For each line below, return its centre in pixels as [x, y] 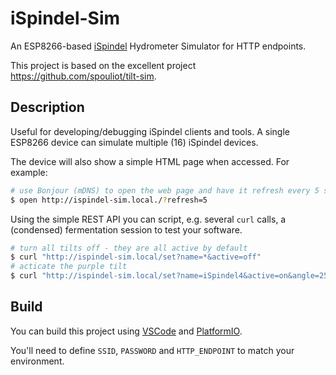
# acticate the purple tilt [69, 267]
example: [29, 172]
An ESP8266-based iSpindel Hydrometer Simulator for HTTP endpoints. [158, 46]
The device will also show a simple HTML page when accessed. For [150, 161]
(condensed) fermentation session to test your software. [126, 229]
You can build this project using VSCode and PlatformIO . [126, 331]
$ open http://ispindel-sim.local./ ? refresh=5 [109, 200]
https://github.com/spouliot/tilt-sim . [83, 76]
